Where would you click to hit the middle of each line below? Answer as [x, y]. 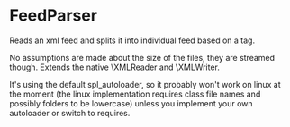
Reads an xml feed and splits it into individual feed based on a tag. [132, 40]
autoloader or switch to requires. [70, 113]
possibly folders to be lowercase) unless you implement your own [131, 103]
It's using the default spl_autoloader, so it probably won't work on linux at [145, 84]
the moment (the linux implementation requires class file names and [135, 94]
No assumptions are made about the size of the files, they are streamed [142, 57]
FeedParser [53, 16]
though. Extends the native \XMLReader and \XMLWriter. [115, 67]
